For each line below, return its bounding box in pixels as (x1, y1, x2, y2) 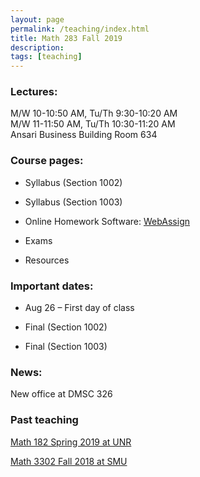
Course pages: (10, 154, 84, 168)
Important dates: (10, 279, 94, 293)
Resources (24, 254, 70, 266)
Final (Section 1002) (24, 321, 108, 333)
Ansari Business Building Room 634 (10, 129, 158, 141)
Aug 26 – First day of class (24, 302, 135, 314)
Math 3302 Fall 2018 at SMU (10, 455, 128, 467)
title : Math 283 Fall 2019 (10, 33, 123, 43)
